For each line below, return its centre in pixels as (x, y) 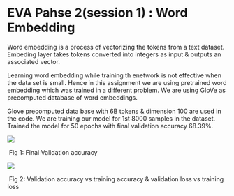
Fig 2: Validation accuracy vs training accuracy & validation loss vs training (116, 179)
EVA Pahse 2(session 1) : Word (97, 13)
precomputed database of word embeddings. (73, 97)
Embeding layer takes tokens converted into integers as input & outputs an (114, 54)
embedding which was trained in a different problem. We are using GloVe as (116, 90)
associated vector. (34, 61)
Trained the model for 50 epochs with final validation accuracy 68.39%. (110, 126)
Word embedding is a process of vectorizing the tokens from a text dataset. (116, 47)
